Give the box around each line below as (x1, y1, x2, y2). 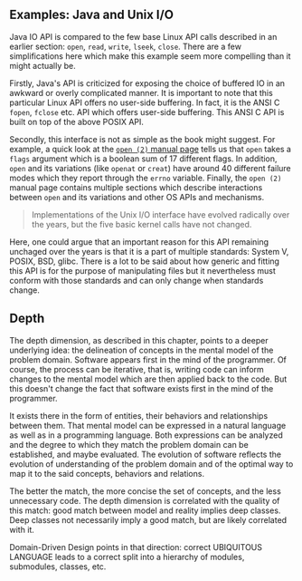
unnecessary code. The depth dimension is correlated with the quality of (9, 495, 280, 506)
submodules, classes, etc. (9, 561, 107, 572)
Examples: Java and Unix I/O (9, 7, 175, 23)
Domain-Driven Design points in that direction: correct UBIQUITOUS (9, 541, 262, 552)
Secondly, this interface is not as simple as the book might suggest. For (9, 133, 276, 144)
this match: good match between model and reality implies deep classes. (9, 505, 281, 516)
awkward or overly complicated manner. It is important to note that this (9, 87, 273, 98)
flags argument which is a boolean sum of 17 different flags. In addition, (9, 153, 278, 164)
